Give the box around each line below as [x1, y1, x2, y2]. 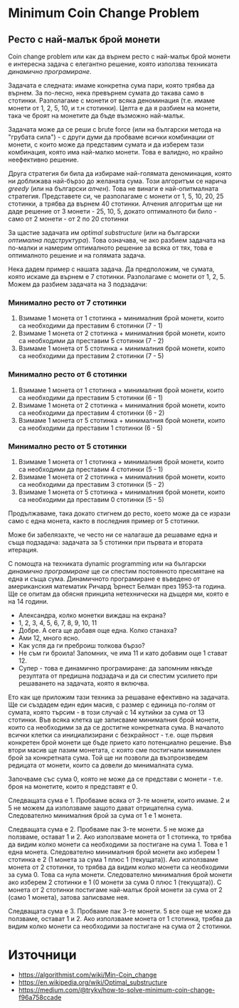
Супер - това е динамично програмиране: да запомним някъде [18, 663, 213, 672]
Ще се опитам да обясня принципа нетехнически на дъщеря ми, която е [8, 589, 229, 598]
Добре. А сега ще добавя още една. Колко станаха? [18, 626, 177, 634]
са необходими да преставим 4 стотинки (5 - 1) [18, 465, 164, 473]
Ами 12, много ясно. [18, 634, 80, 642]
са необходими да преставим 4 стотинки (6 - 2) [18, 408, 165, 417]
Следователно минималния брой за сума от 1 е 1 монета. [8, 811, 183, 819]
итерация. [8, 545, 38, 554]
